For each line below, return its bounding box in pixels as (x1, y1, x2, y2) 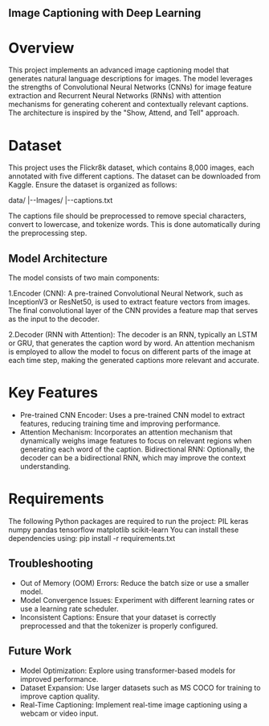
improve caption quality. (19, 691, 100, 701)
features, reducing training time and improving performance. (19, 419, 221, 429)
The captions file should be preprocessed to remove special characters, (8, 211, 247, 221)
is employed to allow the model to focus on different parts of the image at (8, 347, 251, 357)
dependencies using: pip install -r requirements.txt (8, 533, 176, 542)
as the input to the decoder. (8, 314, 100, 324)
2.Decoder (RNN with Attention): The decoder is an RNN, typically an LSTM (8, 330, 258, 340)
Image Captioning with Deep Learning (8, 6, 202, 20)
